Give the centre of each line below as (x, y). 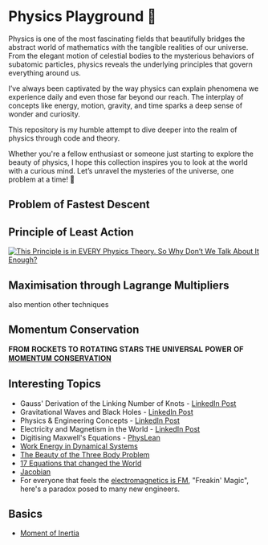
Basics (25, 514)
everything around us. (45, 72)
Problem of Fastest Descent (79, 205)
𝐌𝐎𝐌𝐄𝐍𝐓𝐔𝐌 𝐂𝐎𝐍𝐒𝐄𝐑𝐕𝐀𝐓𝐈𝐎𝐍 (60, 358)
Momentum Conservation (74, 330)
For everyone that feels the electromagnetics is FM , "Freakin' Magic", (134, 480)
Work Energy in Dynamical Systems (79, 446)
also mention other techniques (59, 304)
